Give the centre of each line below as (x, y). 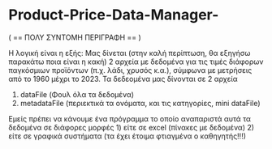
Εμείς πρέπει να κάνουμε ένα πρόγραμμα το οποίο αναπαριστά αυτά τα (130, 118)
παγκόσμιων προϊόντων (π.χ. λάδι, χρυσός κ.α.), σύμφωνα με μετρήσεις (130, 70)
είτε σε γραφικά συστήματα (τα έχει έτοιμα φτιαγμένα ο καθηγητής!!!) (127, 136)
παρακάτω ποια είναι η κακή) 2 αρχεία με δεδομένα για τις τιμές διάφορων (136, 62)
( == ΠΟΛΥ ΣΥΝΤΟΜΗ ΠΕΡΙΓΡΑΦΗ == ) (75, 37)
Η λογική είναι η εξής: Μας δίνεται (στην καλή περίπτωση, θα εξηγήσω (130, 53)
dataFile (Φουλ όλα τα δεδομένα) (77, 94)
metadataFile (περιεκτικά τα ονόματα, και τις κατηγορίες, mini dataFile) (140, 103)
